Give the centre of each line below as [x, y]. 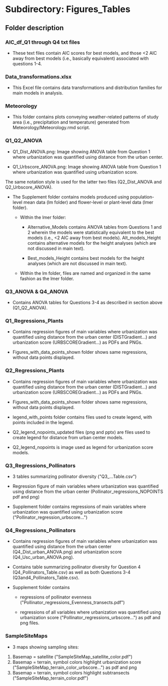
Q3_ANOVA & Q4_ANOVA [37, 291]
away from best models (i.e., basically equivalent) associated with [80, 58]
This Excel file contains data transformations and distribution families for [87, 88]
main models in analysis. [38, 93]
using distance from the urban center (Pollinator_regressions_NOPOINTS [88, 492]
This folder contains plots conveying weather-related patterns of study [86, 117]
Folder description [35, 28]
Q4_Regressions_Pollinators [41, 530]
